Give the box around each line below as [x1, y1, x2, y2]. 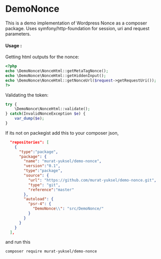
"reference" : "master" [28, 187, 74, 192]
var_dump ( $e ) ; [14, 116, 44, 121]
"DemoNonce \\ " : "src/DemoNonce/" [32, 206, 104, 212]
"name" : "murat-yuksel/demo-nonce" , [24, 159, 102, 164]
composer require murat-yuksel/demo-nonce [5, 249, 97, 254]
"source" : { [24, 173, 50, 178]
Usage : [5, 42, 22, 48]
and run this [5, 239, 31, 245]
